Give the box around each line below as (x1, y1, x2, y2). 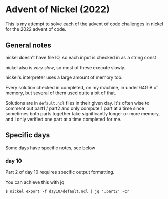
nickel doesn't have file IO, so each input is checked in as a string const (5, 54, 156, 61)
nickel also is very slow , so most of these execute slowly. (5, 64, 126, 70)
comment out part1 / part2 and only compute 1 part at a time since (5, 105, 144, 111)
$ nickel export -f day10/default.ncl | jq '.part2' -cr (5, 189, 130, 194)
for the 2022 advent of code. (5, 26, 67, 32)
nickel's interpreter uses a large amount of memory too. (5, 74, 123, 81)
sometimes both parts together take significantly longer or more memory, (5, 110, 160, 116)
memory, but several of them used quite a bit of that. (5, 90, 116, 96)
